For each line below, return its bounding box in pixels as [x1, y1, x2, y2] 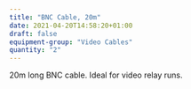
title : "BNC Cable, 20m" [9, 12, 101, 22]
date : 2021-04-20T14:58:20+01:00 [9, 21, 133, 30]
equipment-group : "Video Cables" [9, 37, 133, 47]
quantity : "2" [9, 46, 62, 55]
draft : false [9, 29, 58, 38]
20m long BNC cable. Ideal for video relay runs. [9, 70, 183, 80]
